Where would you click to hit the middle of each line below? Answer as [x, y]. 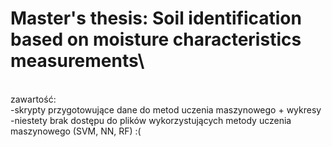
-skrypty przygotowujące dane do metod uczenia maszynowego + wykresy [166, 109]
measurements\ [77, 61]
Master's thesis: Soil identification [156, 18]
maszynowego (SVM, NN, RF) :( [76, 131]
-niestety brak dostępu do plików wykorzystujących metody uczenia [151, 120]
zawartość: [33, 99]
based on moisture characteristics [156, 39]
